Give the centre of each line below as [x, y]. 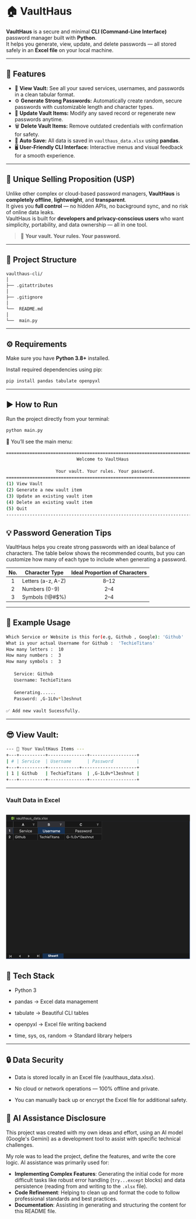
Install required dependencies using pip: [54, 370]
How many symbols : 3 [34, 662]
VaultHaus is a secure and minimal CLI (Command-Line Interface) [87, 31]
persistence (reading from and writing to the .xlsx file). [81, 1186]
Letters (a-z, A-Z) [44, 581]
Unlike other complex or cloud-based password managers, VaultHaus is [93, 193]
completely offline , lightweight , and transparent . [66, 200]
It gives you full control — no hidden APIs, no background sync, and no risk [97, 206]
